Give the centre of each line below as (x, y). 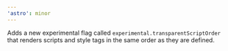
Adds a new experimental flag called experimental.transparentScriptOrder (114, 33)
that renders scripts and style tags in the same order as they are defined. (111, 40)
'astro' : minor (29, 13)
